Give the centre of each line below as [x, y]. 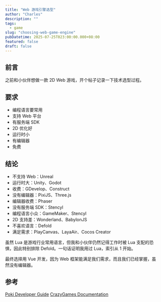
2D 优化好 [22, 128]
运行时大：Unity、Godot [37, 183]
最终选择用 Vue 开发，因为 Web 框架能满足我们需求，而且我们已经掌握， [79, 259]
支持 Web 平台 [27, 116]
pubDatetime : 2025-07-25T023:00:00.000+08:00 [52, 37]
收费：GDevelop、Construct [41, 189]
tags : [11, 23]
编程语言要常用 [27, 110]
